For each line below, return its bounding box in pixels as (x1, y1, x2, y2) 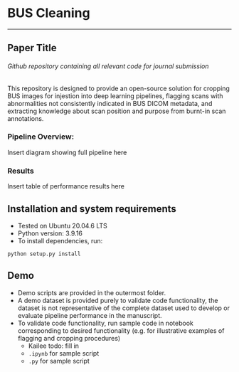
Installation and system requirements (7, 203, 176, 215)
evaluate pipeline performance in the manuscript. (17, 311, 162, 319)
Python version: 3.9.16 (17, 229, 83, 238)
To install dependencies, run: (17, 236, 103, 245)
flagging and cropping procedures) (17, 334, 121, 342)
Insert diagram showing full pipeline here (7, 148, 127, 156)
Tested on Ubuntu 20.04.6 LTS (17, 221, 108, 230)
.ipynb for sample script (28, 349, 100, 357)
